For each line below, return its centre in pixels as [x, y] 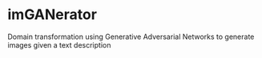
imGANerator [52, 15]
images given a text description [59, 44]
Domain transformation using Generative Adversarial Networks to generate [131, 37]
